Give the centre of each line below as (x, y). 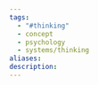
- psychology (41, 42)
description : (33, 67)
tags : (19, 17)
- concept (35, 34)
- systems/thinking (53, 50)
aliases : (25, 58)
